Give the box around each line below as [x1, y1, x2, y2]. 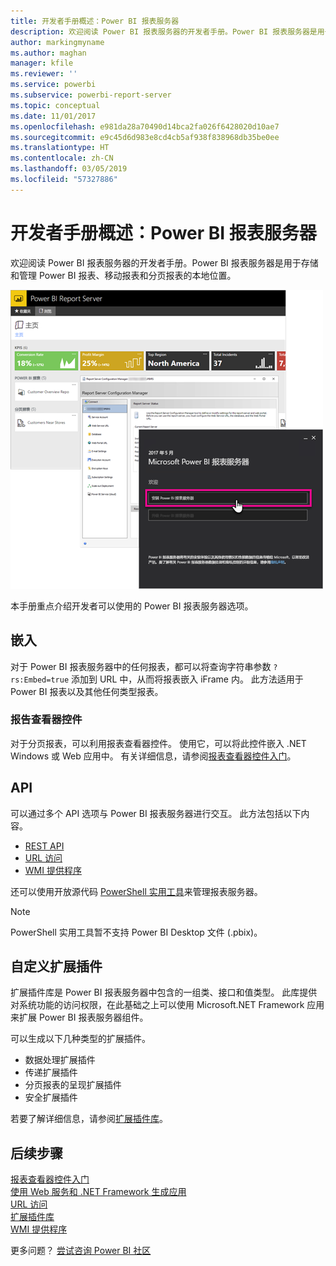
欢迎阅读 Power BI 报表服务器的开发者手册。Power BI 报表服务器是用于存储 [10, 256, 319, 269]
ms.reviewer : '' [10, 69, 78, 79]
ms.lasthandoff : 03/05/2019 [10, 164, 128, 174]
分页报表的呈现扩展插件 [24, 1079, 122, 1091]
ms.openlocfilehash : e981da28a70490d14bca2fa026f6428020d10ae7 [10, 121, 280, 132]
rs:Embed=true [10, 675, 70, 685]
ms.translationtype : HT [10, 143, 110, 153]
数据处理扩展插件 [24, 1054, 96, 1066]
